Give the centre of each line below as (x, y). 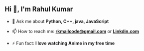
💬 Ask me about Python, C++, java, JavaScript (60, 21)
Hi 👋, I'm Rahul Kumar (39, 9)
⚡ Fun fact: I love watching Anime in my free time (63, 43)
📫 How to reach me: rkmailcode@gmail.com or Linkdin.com (75, 31)
